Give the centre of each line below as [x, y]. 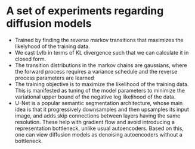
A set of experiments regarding [85, 11]
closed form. [30, 59]
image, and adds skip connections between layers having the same [97, 115]
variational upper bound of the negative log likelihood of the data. [95, 97]
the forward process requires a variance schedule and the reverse [96, 71]
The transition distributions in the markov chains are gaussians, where [101, 65]
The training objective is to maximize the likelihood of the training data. [102, 84]
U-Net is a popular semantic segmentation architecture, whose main [99, 103]
